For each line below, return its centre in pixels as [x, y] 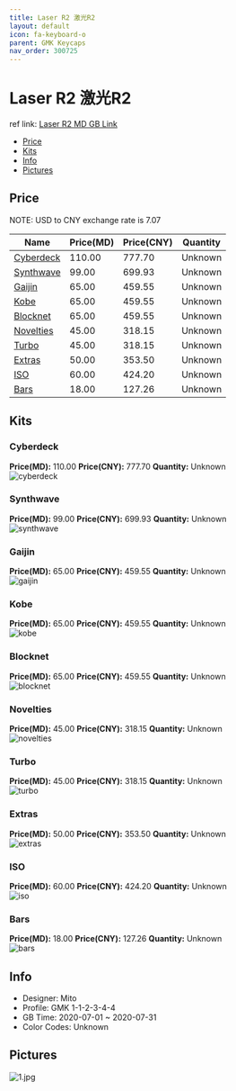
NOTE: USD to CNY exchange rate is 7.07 [85, 220]
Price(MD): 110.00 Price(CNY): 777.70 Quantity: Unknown [118, 466]
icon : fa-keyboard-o [48, 34]
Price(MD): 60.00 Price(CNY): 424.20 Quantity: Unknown [118, 886]
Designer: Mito [49, 998]
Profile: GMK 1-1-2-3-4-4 [69, 1008]
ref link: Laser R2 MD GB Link [64, 124]
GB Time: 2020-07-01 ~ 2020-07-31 [89, 1017]
